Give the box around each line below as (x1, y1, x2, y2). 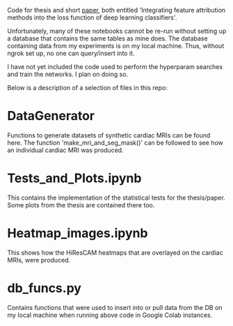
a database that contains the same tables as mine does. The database (7, 34, 208, 43)
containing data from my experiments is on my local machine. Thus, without (7, 42, 225, 50)
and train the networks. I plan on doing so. (7, 70, 129, 78)
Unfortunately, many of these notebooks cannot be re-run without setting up (7, 27, 227, 35)
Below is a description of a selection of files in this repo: (7, 84, 168, 91)
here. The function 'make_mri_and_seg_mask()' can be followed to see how (7, 138, 224, 147)
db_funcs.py (7, 281, 82, 296)
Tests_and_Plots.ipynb (7, 170, 142, 186)
